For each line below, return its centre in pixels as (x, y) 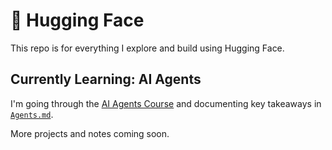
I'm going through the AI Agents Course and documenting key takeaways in (166, 103)
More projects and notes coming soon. (90, 133)
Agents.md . (32, 114)
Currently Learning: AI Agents (106, 79)
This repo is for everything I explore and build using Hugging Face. (147, 48)
